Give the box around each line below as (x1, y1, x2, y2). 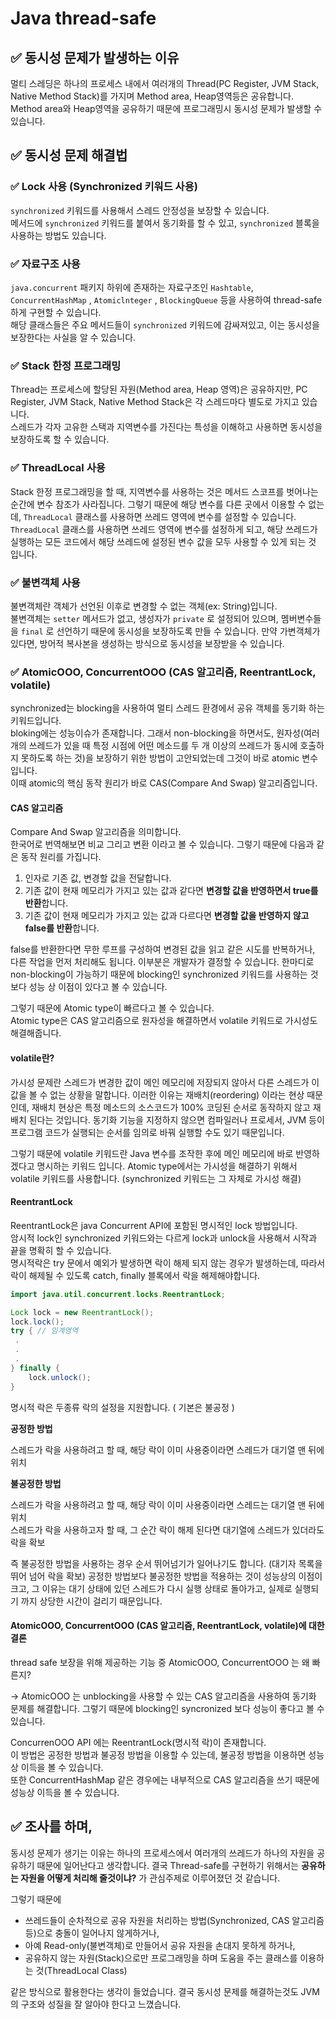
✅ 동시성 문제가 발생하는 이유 (10, 49, 180, 66)
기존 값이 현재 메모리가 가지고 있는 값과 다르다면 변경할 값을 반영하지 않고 (24, 910, 310, 922)
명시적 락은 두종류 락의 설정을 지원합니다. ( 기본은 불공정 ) (10, 1401, 235, 1413)
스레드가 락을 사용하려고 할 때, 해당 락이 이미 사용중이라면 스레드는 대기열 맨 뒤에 (10, 1498, 325, 1511)
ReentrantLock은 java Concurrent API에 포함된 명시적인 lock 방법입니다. (10, 1219, 298, 1231)
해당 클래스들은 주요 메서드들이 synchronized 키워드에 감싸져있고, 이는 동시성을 (10, 318, 320, 331)
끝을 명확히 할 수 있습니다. (10, 1244, 112, 1256)
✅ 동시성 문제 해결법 (10, 147, 128, 164)
